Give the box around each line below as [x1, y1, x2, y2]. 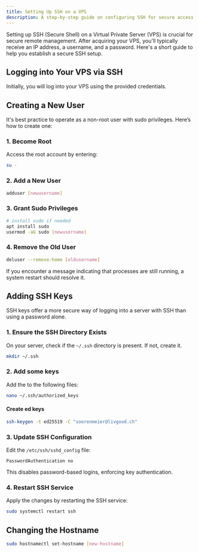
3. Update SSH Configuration [6, 433, 92, 441]
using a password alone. [6, 313, 67, 320]
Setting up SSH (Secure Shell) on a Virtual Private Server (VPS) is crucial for [6, 30, 194, 38]
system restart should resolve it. [6, 274, 85, 281]
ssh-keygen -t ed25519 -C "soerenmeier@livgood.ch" [6, 419, 137, 425]
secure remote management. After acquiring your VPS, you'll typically [6, 37, 178, 44]
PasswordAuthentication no [6, 458, 74, 464]
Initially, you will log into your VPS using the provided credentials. [6, 83, 167, 90]
